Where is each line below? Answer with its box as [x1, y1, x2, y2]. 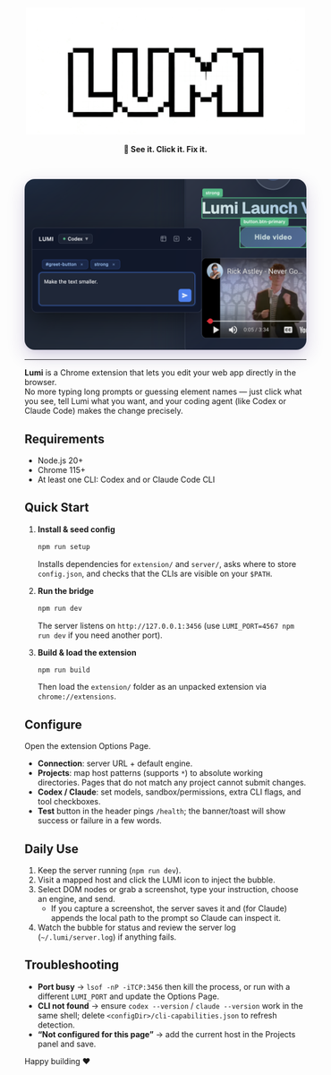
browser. [24, 377, 57, 388]
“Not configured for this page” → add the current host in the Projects [37, 1028, 296, 1039]
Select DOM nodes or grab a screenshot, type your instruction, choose [37, 884, 299, 895]
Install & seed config [37, 523, 115, 535]
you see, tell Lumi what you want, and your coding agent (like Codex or [24, 396, 286, 407]
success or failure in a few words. [37, 815, 163, 826]
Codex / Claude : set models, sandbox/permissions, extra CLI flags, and [37, 787, 301, 797]
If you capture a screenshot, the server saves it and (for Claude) [50, 903, 288, 914]
